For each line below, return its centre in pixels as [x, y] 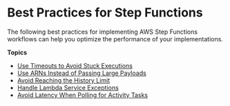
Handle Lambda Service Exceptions [68, 87]
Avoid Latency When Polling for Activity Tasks [83, 95]
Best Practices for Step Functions [105, 13]
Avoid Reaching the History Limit [64, 80]
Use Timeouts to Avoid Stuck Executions [75, 65]
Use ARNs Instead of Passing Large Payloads [82, 73]
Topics [17, 52]
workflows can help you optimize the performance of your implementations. [115, 39]
